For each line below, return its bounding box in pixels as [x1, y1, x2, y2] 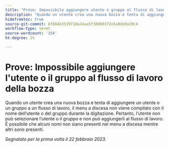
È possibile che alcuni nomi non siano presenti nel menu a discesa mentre [5, 121, 158, 127]
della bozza [5, 83, 54, 95]
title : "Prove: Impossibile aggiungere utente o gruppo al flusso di [5, 7, 154, 13]
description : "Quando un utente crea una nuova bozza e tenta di [5, 12, 145, 17]
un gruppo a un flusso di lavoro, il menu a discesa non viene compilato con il [5, 105, 164, 111]
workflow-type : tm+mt [5, 26, 51, 31]
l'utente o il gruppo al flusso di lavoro [5, 72, 163, 84]
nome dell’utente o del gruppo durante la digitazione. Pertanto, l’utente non [5, 110, 160, 116]
